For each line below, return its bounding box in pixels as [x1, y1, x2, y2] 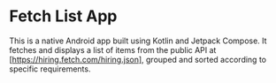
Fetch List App [9, 6, 118, 26]
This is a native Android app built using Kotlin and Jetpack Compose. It [9, 35, 267, 46]
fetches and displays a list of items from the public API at [9, 44, 217, 55]
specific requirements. [9, 64, 91, 74]
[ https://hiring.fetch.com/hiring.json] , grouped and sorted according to [9, 54, 267, 64]
